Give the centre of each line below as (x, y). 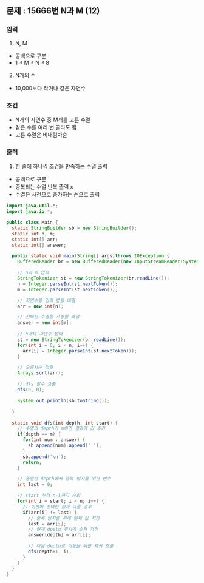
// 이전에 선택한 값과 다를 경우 (57, 507)
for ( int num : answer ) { (54, 440)
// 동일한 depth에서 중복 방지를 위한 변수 (64, 479)
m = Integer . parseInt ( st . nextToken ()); (68, 289)
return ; (32, 462)
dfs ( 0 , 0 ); (31, 390)
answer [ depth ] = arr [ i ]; (59, 535)
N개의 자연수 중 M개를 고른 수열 (53, 120)
